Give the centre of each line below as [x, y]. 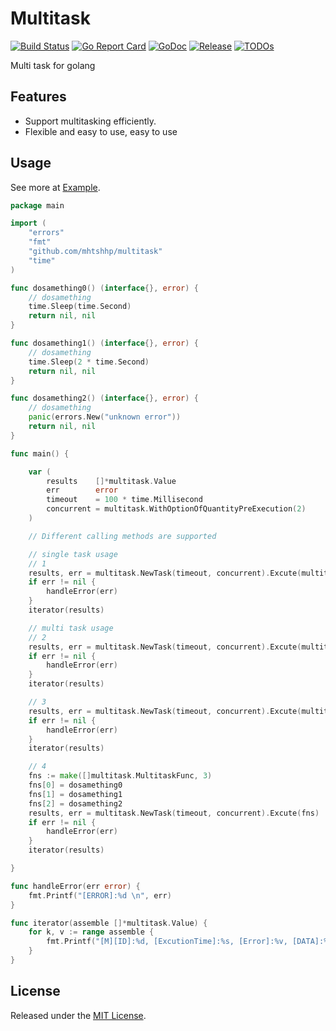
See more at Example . [55, 187]
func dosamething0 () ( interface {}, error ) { [104, 288]
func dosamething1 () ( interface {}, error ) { [104, 343]
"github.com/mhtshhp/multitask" [95, 252]
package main [37, 205]
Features [38, 97]
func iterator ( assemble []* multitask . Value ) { [109, 923]
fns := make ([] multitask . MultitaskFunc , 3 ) [120, 776]
